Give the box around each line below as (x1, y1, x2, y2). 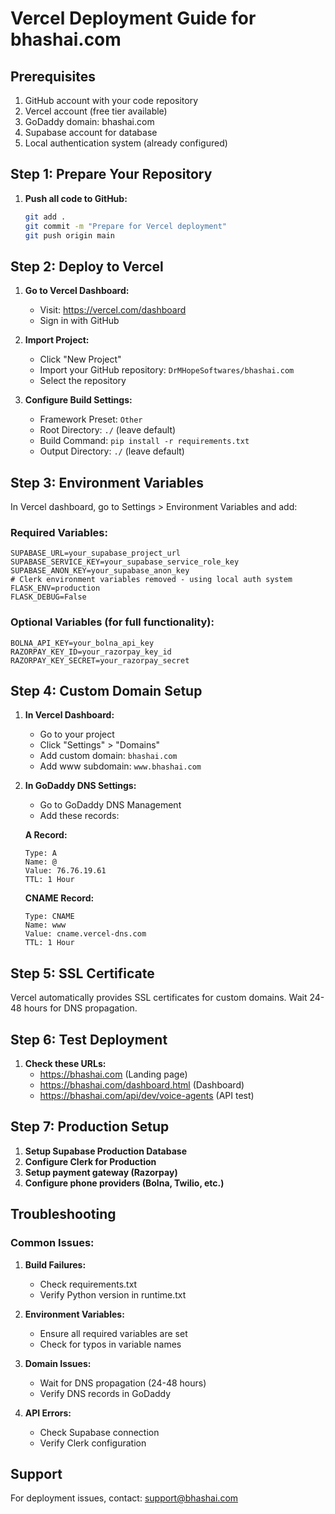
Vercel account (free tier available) (24, 105, 168, 117)
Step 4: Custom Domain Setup (10, 683, 203, 700)
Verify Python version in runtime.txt (39, 1288, 187, 1301)
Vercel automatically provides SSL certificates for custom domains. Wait (10, 992, 308, 1004)
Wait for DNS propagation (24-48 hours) (39, 1377, 207, 1389)
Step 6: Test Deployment (10, 1031, 168, 1048)
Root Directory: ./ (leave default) (39, 424, 177, 436)
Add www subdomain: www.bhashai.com (39, 760, 202, 772)
